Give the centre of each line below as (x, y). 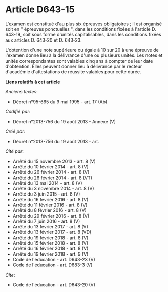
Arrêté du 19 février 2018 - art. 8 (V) (50, 238)
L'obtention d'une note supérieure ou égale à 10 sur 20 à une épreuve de (82, 50)
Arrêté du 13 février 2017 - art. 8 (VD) (52, 232)
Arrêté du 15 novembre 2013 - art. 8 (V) (54, 161)
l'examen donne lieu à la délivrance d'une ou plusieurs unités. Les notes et (84, 55)
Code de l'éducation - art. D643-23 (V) (54, 259)
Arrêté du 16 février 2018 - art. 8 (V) (50, 248)
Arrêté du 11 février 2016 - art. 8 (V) (50, 205)
